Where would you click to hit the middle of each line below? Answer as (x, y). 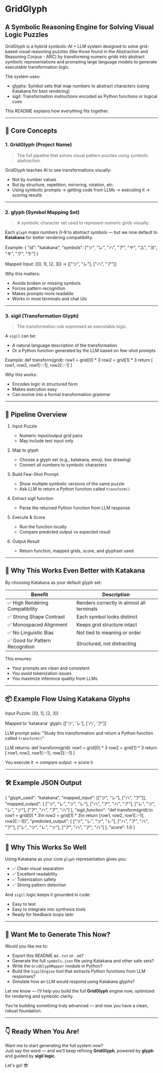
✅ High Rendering (28, 602)
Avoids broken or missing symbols (46, 283)
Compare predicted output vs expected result (65, 532)
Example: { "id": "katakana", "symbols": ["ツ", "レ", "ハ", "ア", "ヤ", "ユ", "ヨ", (81, 247)
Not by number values (34, 179)
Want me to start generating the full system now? (54, 1045)
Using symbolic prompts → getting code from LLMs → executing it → (81, 190)
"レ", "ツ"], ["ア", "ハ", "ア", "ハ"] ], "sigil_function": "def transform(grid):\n (79, 810)
